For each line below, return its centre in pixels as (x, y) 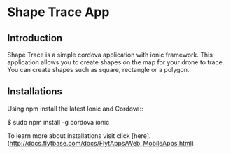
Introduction (35, 38)
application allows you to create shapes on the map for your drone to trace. (116, 62)
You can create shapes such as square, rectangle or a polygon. (98, 70)
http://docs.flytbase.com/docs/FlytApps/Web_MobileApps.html (101, 143)
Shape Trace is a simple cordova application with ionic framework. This (110, 55)
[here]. (141, 135)
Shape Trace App (58, 12)
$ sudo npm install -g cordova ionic (58, 122)
